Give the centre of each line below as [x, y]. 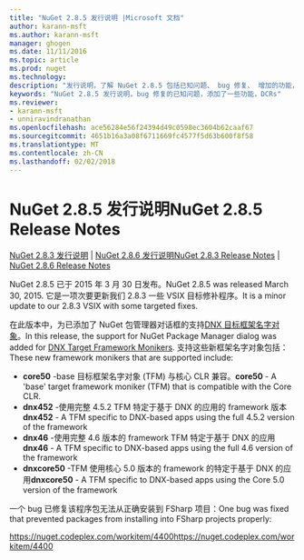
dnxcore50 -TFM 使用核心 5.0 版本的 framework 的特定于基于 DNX [148, 468]
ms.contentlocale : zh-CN [56, 153]
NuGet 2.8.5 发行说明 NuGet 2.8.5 [136, 209]
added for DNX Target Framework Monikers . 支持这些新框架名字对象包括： [149, 347]
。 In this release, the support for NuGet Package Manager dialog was [147, 336]
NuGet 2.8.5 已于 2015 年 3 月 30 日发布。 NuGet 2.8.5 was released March [149, 285]
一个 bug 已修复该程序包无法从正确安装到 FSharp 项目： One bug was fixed [149, 509]
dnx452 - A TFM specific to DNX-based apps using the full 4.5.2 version [158, 417]
